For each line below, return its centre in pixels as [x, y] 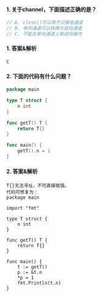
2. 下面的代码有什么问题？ [39, 76]
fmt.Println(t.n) [39, 283]
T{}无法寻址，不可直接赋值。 [38, 186]
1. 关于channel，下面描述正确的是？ [52, 9]
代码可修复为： [22, 193]
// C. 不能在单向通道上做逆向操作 [44, 34]
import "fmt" [23, 208]
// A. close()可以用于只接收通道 [45, 23]
